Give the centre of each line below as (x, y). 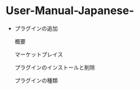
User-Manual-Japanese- (70, 11)
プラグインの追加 (36, 28)
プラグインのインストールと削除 (55, 67)
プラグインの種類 (36, 80)
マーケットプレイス (39, 54)
